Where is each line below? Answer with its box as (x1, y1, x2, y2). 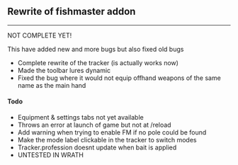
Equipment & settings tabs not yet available (17, 113, 144, 122)
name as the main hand (17, 81, 86, 89)
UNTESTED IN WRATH (17, 151, 84, 159)
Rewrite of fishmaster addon (7, 6, 136, 18)
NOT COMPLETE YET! (7, 31, 72, 40)
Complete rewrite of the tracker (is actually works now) (17, 58, 179, 67)
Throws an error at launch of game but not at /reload (17, 120, 171, 130)
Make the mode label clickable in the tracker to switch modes (17, 136, 197, 144)
